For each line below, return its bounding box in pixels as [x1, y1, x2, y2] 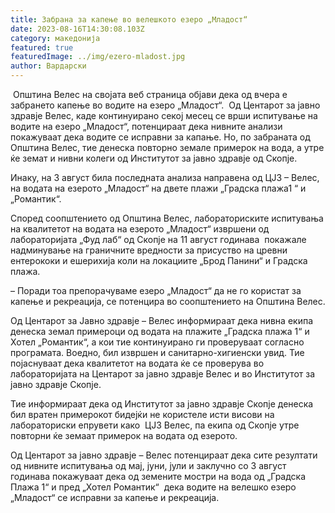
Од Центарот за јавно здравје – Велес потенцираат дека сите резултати [10, 449, 318, 461]
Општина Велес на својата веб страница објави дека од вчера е [12, 89, 288, 100]
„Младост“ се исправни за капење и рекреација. [10, 492, 220, 503]
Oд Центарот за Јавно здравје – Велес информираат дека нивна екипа [10, 315, 314, 326]
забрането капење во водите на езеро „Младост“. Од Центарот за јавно [10, 99, 321, 111]
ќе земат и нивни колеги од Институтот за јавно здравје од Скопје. [10, 152, 298, 164]
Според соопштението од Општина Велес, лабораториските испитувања [10, 212, 324, 224]
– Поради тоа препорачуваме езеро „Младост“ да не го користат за [10, 285, 302, 296]
